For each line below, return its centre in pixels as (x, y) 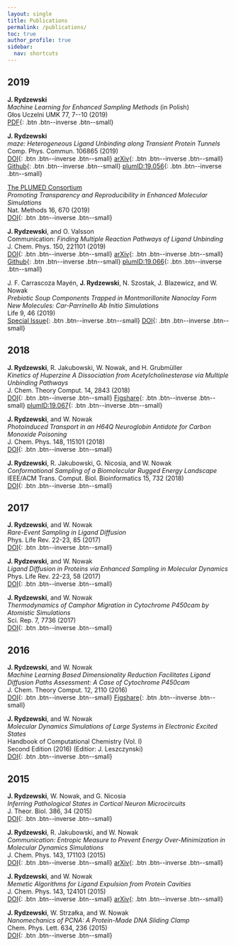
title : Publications (38, 21)
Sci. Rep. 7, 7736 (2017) (42, 620)
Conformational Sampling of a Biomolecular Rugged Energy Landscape (112, 470)
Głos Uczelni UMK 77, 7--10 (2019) (58, 114)
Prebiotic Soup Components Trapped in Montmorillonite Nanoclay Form (112, 298)
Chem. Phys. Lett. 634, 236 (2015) (57, 928)
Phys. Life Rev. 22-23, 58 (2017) (54, 577)
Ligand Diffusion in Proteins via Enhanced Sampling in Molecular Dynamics (118, 569)
